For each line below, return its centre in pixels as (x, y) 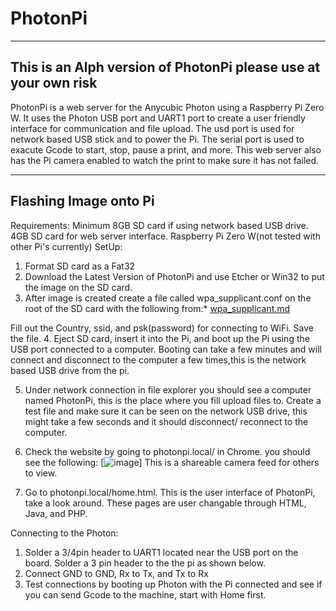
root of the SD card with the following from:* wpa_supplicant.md (157, 308)
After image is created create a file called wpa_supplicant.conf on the (168, 298)
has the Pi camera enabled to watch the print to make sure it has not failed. (165, 160)
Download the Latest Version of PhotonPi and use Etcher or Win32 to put (174, 276)
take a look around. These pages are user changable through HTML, (165, 503)
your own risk (54, 83)
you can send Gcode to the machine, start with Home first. (145, 594)
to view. (41, 473)
